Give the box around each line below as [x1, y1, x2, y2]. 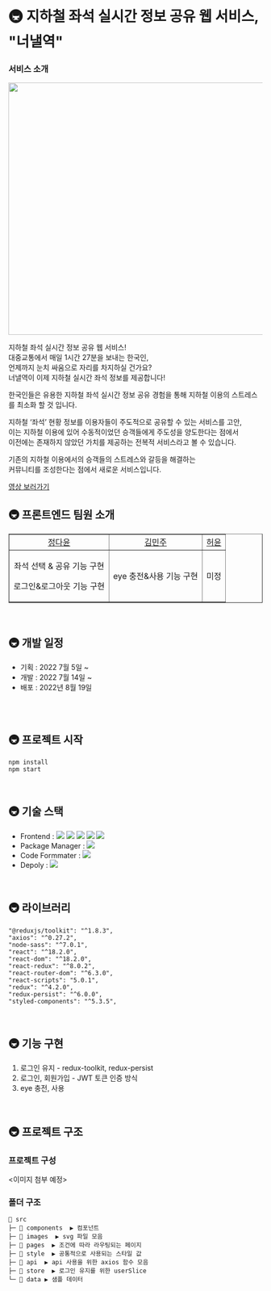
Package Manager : [19, 840, 85, 850]
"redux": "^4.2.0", [8, 983, 74, 991]
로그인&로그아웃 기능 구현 [13, 581, 105, 592]
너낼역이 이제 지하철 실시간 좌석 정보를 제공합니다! [8, 373, 166, 383]
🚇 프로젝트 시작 [8, 732, 83, 747]
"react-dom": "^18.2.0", [8, 954, 92, 963]
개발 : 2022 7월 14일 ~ [19, 673, 93, 682]
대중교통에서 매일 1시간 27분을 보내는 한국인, [8, 353, 149, 363]
